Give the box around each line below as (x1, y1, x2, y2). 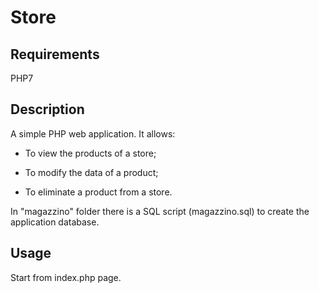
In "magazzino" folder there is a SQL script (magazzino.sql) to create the (10, 205, 310, 217)
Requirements (10, 46, 100, 63)
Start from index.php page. (10, 271, 122, 283)
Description (10, 101, 85, 118)
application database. (10, 216, 100, 228)
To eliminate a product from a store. (24, 186, 173, 198)
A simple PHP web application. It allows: (10, 127, 176, 140)
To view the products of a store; (24, 147, 157, 159)
